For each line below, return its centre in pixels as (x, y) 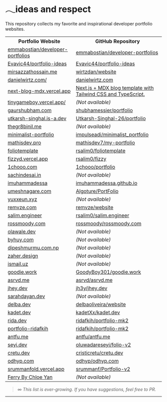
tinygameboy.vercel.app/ (37, 102)
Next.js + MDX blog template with (115, 88)
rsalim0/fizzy (91, 159)
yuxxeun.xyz (22, 199)
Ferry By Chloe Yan (30, 377)
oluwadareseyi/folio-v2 (103, 345)
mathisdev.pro (24, 142)
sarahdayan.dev (26, 296)
